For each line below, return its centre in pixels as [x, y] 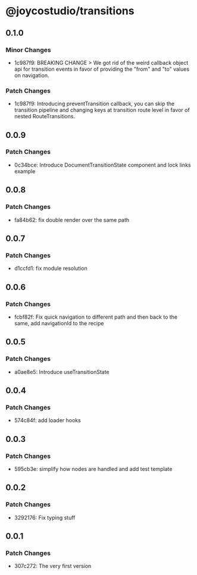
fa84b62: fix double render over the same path [72, 220]
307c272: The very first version [53, 566]
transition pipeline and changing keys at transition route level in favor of [102, 110]
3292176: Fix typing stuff [45, 517]
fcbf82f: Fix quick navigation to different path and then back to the [96, 317]
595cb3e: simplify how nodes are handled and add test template [93, 469]
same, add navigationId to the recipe [59, 323]
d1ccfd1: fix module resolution [51, 268]
